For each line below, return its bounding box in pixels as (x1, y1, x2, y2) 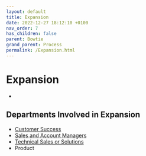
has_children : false (6, 31, 57, 37)
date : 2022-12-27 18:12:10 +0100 (6, 20, 89, 26)
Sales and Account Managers (14, 132, 87, 139)
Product (14, 144, 34, 151)
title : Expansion (6, 14, 49, 20)
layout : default (6, 8, 46, 15)
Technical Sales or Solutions (14, 138, 84, 145)
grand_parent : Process (6, 42, 62, 48)
